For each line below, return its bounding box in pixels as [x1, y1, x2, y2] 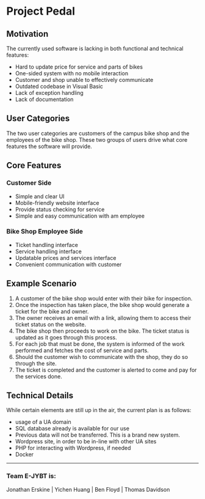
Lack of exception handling [15, 89, 84, 96]
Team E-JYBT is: [6, 472, 56, 481]
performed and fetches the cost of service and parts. [15, 347, 149, 354]
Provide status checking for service [15, 205, 105, 213]
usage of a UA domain [15, 418, 71, 426]
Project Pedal [6, 4, 75, 18]
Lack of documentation [15, 96, 74, 103]
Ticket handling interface [15, 241, 78, 248]
